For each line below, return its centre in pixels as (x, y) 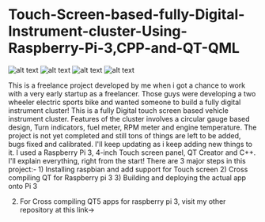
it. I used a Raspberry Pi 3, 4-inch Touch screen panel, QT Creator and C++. (132, 152)
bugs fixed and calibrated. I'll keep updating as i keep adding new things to (131, 144)
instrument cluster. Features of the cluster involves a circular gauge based (129, 119)
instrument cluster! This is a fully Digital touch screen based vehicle (119, 110)
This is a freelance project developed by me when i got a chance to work (127, 85)
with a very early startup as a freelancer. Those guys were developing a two (132, 93)
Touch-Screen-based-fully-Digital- (127, 15)
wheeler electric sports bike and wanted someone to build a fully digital (125, 102)
